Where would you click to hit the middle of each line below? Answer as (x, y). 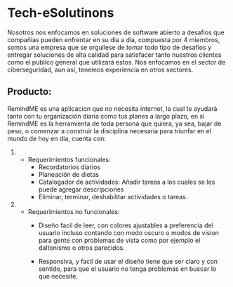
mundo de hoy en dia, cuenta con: (57, 138)
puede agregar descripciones (81, 189)
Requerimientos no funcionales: (74, 211)
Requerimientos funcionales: (69, 159)
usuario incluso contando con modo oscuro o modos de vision (128, 232)
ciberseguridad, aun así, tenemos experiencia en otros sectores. (100, 69)
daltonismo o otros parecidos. (81, 248)
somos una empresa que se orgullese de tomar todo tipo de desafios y (109, 47)
